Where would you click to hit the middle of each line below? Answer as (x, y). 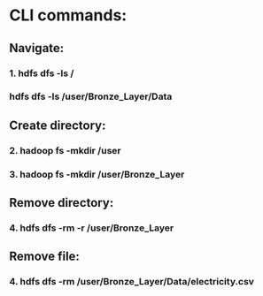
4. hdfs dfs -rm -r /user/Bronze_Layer (92, 228)
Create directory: (58, 125)
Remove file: (44, 257)
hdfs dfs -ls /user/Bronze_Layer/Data (91, 96)
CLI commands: (68, 15)
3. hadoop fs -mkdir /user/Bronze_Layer (97, 174)
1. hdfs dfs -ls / (42, 73)
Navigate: (37, 48)
